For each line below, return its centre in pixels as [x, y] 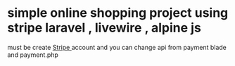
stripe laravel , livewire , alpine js [104, 28]
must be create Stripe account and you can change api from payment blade [117, 47]
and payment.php [33, 55]
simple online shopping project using [118, 13]
